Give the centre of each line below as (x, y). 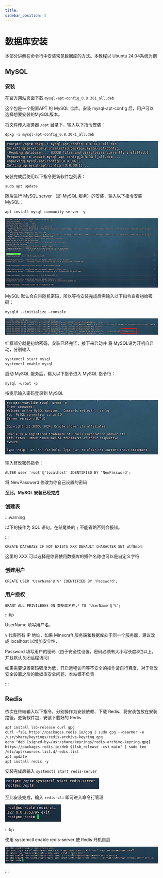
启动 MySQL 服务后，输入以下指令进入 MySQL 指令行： (60, 374)
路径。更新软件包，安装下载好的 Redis (43, 717)
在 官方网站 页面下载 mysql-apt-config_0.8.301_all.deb (60, 98)
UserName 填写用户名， (29, 625)
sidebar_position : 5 (26, 15)
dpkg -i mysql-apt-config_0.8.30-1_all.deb (50, 135)
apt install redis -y (27, 761)
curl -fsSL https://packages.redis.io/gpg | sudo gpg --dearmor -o (75, 732)
